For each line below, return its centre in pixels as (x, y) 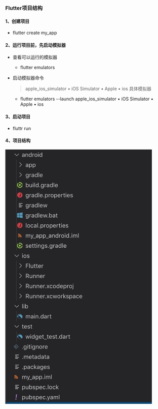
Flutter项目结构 (24, 8)
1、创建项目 (17, 21)
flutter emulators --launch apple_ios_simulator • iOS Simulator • (87, 99)
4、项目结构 (18, 140)
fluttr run (22, 128)
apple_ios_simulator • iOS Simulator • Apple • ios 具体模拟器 (88, 89)
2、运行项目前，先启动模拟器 (35, 45)
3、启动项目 (18, 116)
